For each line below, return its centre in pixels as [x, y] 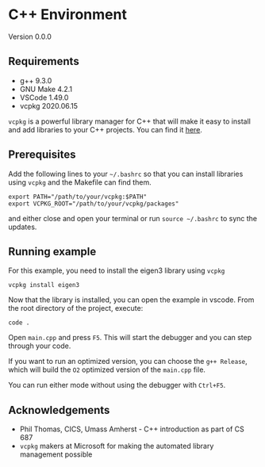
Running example [52, 251]
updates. [23, 227]
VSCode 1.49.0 [44, 98]
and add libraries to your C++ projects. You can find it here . [105, 129]
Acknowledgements [59, 410]
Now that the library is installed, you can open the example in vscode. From [131, 300]
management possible [56, 454]
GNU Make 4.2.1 [46, 89]
